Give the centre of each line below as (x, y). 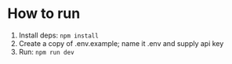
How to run (44, 14)
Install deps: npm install (58, 35)
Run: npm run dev (47, 52)
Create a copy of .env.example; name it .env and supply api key (121, 43)
